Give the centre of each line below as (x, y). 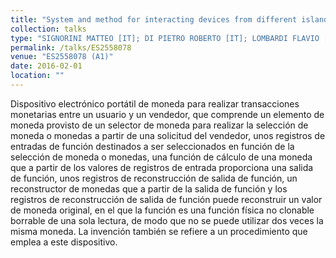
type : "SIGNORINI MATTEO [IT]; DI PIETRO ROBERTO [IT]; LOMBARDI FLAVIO (165, 38)
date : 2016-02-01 (46, 66)
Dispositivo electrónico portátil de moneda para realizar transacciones (155, 103)
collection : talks (48, 29)
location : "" (37, 76)
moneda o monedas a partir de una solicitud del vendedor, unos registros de (168, 135)
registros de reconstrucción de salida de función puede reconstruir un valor (166, 199)
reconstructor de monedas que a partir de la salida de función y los (149, 188)
